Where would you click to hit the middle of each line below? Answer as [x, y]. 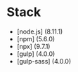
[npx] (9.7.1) [33, 46]
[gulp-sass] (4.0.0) [44, 61]
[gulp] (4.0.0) [36, 54]
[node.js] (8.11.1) [40, 31]
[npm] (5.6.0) [36, 38]
